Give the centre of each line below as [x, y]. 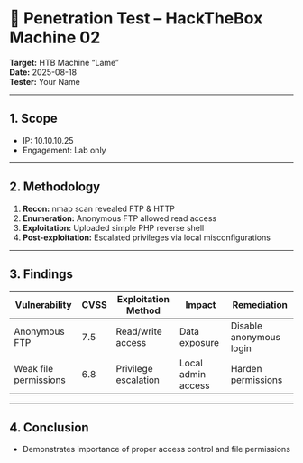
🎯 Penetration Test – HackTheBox [136, 19]
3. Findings [41, 274]
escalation [138, 380]
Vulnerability [43, 305]
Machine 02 [55, 37]
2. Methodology [55, 187]
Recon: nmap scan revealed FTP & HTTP [99, 208]
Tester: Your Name [45, 81]
